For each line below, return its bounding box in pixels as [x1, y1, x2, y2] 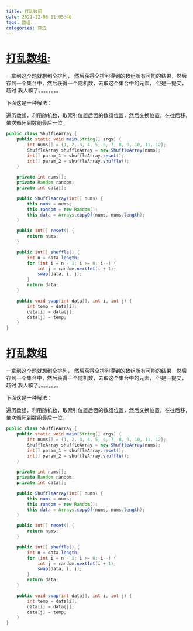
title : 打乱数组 [6, 8, 42, 15]
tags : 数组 [6, 19, 31, 25]
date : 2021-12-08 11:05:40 [6, 14, 72, 20]
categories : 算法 [6, 25, 47, 31]
